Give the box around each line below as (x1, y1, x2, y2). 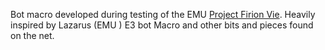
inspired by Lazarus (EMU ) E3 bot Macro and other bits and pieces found (10, 19, 314, 31)
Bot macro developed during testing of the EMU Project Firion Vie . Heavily (10, 9, 316, 20)
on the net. (10, 30, 55, 41)
